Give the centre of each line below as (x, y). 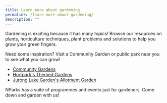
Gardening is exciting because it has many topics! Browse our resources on (84, 34)
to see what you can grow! (33, 60)
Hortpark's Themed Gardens (42, 75)
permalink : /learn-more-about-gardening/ (49, 15)
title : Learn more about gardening (43, 10)
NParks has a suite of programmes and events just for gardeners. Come (80, 90)
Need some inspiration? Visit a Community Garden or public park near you (82, 54)
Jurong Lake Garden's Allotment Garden (54, 80)
